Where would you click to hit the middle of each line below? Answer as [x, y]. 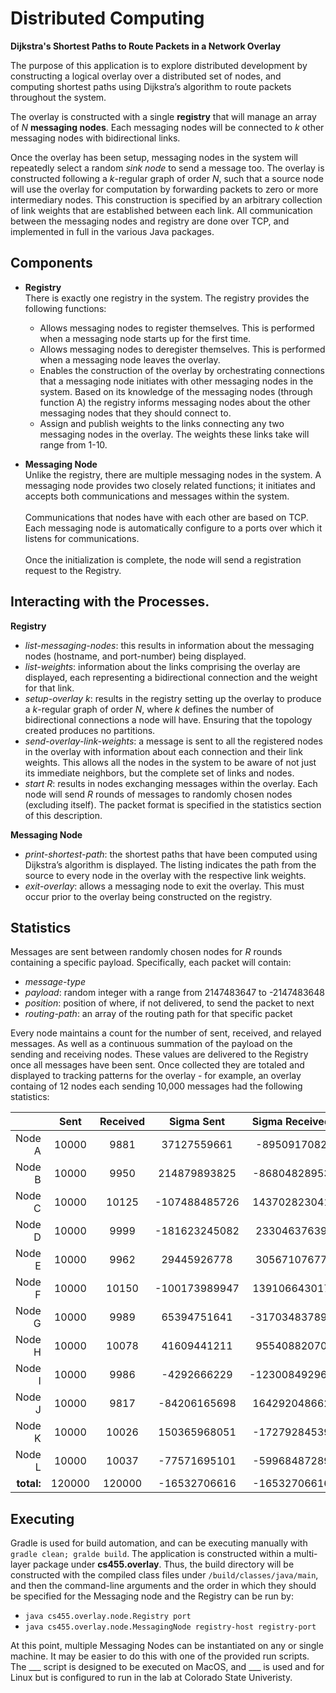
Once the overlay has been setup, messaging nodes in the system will [154, 157]
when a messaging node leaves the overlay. [130, 359]
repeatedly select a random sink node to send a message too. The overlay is [167, 168]
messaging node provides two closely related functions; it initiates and [170, 485]
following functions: [65, 308]
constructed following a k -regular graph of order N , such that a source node [167, 178]
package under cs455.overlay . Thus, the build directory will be [164, 1564]
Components [51, 263]
